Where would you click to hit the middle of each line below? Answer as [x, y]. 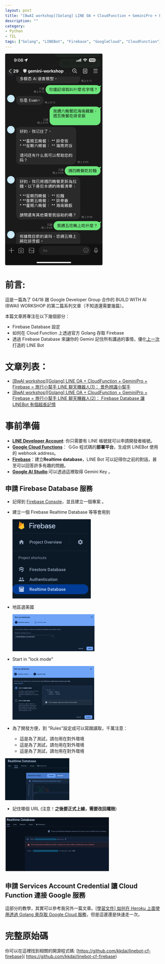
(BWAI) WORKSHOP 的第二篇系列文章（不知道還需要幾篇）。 [66, 305]
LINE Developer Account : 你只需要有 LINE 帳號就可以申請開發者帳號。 [83, 441]
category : [15, 26]
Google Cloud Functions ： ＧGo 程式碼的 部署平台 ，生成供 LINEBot [80, 447]
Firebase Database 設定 [36, 327]
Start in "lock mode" [33, 659]
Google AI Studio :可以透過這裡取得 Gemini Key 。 [62, 472]
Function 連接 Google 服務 [45, 895]
